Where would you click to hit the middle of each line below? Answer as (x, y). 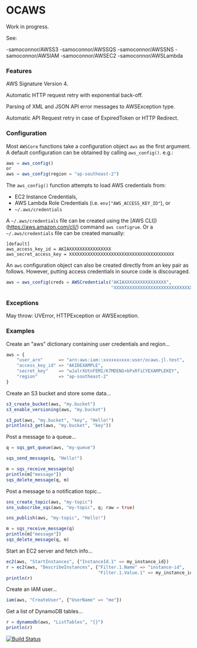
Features (19, 71)
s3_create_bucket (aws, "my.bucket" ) (51, 404)
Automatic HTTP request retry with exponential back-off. (74, 95)
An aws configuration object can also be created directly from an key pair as (97, 265)
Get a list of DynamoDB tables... (45, 611)
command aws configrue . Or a (117, 227)
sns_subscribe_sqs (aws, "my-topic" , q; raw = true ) (70, 507)
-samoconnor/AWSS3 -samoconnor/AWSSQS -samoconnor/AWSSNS (90, 49)
